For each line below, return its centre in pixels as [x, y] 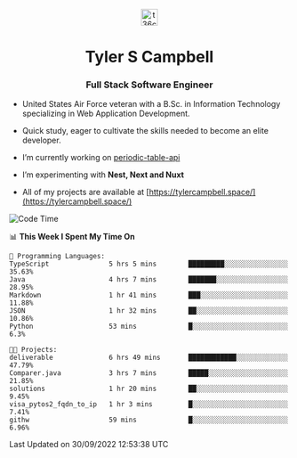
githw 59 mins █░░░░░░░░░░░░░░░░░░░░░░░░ [149, 420]
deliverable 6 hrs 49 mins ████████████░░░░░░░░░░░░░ [149, 358]
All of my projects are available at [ [85, 192]
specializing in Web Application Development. [106, 114]
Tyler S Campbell [149, 57]
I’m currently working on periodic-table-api [101, 158]
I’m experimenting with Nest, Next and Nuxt [103, 175]
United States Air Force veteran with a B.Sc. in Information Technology [151, 104]
